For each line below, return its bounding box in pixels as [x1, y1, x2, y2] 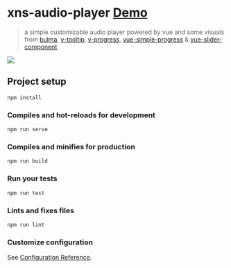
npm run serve [7, 126, 49, 133]
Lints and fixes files [7, 206, 75, 215]
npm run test [7, 190, 45, 196]
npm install [7, 94, 42, 101]
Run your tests [7, 174, 58, 183]
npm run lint [7, 221, 45, 228]
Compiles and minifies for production [7, 142, 135, 151]
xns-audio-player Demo [7, 5, 148, 21]
